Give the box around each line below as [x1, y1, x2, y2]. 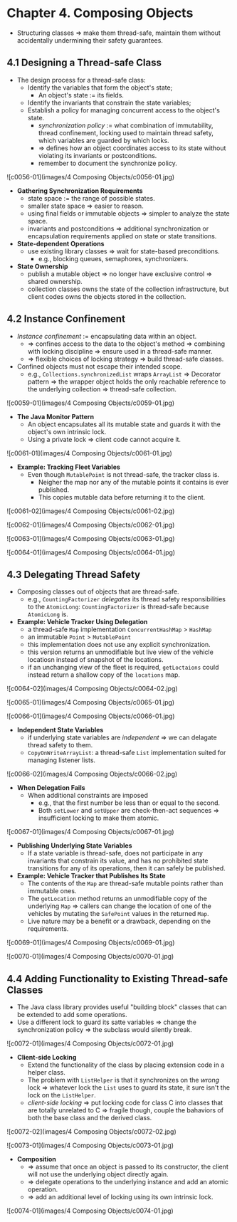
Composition [16, 1155, 56, 1164]
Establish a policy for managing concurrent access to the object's [27, 105, 220, 115]
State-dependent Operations [16, 239, 105, 248]
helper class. [27, 1068, 65, 1077]
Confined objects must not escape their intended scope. [16, 362, 183, 371]
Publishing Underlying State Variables [16, 841, 132, 850]
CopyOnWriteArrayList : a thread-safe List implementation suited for [27, 749, 226, 757]
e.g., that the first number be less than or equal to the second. [38, 799, 221, 807]
